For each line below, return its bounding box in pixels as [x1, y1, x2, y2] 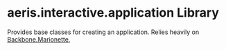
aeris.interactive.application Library [7, 5, 220, 21]
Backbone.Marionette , [7, 35, 71, 43]
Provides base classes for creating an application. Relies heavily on [7, 28, 200, 36]
